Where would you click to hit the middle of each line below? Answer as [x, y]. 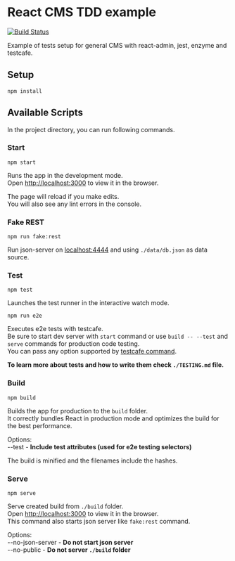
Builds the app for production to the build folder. [78, 411]
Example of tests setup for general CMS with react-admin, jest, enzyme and [117, 45]
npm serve [22, 494]
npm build [22, 398]
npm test [20, 290]
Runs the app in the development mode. [65, 175]
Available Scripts [45, 113]
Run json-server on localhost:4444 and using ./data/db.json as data [107, 250]
